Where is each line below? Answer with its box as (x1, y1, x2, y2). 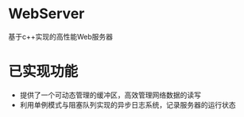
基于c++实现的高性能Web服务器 (8, 32, 114, 41)
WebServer (8, 5, 85, 23)
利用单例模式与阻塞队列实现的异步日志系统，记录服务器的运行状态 (19, 100, 236, 109)
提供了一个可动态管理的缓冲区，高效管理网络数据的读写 (19, 90, 201, 100)
